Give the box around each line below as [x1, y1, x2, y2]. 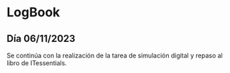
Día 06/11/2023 [6, 33, 76, 45]
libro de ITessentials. [6, 59, 67, 67]
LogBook [6, 4, 60, 21]
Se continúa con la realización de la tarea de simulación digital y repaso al [6, 51, 223, 60]
